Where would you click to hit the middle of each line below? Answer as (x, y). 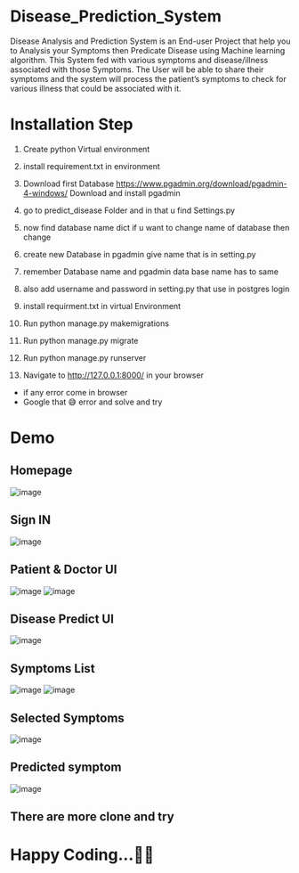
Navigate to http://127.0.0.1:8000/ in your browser (113, 375)
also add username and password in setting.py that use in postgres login (156, 289)
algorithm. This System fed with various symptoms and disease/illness (139, 60)
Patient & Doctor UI (64, 570)
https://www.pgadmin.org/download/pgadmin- (202, 184)
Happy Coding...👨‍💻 (82, 855)
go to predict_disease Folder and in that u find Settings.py (129, 210)
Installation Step (72, 124)
